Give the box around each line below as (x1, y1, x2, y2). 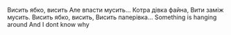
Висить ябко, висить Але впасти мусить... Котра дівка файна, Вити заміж (7, 6, 224, 14)
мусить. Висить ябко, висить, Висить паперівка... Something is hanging (7, 13, 217, 21)
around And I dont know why (7, 21, 90, 28)
